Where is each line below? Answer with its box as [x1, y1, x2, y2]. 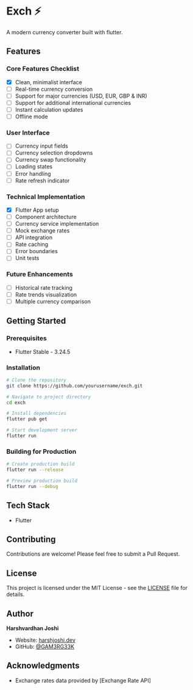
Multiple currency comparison [15, 298, 91, 305]
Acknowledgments [6, 661, 80, 671]
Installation [6, 363, 41, 372]
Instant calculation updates [15, 106, 83, 113]
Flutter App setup [15, 206, 59, 214]
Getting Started [6, 316, 66, 326]
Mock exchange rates [15, 227, 70, 234]
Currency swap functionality [15, 156, 86, 164]
